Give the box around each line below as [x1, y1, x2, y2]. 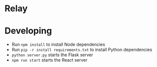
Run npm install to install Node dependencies [11, 42, 106, 47]
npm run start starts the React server [11, 57, 88, 63]
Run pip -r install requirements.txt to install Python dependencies [11, 47, 153, 53]
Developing [4, 25, 52, 37]
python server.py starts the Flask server [11, 52, 93, 58]
